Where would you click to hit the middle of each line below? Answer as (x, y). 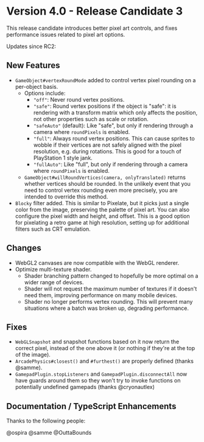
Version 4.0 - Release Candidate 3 (94, 11)
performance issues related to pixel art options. (66, 34)
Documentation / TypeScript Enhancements (91, 406)
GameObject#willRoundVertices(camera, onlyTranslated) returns (105, 177)
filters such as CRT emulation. (53, 229)
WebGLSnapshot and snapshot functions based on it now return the (97, 342)
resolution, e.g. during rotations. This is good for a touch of (107, 151)
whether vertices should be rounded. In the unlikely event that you (107, 183)
